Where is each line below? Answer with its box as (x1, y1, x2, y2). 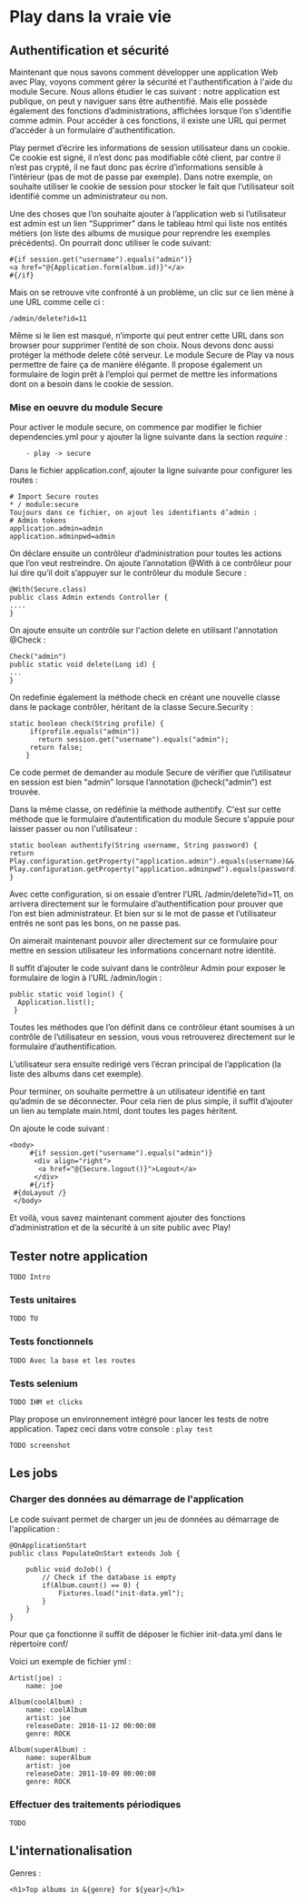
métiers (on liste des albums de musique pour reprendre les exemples (9, 228, 271, 238)
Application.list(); (17, 998, 95, 1007)
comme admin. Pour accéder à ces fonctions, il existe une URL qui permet (9, 116, 287, 126)
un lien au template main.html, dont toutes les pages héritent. (9, 1106, 239, 1117)
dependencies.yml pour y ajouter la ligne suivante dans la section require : (9, 431, 288, 442)
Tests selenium (9, 1377, 79, 1390)
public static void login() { (9, 990, 124, 999)
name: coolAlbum (25, 1705, 88, 1715)
